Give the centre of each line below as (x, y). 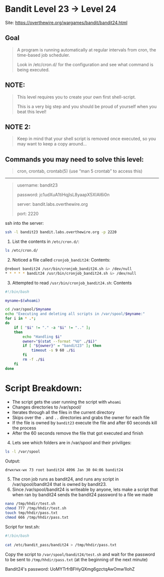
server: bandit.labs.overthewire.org (52, 204)
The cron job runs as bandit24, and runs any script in (65, 479)
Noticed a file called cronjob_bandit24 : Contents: (61, 260)
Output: (13, 461)
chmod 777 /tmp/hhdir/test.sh (36, 508)
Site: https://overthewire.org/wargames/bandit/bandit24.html (66, 23)
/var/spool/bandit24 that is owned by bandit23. (60, 484)
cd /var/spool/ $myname (28, 310)
